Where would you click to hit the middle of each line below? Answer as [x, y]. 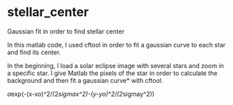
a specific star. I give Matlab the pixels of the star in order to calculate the [112, 73]
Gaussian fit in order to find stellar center [66, 31]
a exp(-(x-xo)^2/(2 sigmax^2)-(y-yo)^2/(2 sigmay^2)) [81, 94]
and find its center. [34, 52]
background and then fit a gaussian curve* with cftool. [85, 80]
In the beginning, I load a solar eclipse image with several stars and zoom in [116, 65]
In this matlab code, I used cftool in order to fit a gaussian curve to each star [116, 45]
